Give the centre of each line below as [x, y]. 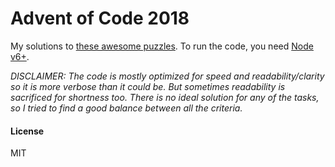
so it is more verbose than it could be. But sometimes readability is [148, 86]
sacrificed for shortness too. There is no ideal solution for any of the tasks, [165, 97]
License [27, 131]
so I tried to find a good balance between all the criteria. [126, 108]
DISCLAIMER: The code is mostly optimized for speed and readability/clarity [167, 76]
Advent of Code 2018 [100, 18]
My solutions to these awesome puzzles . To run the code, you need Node [162, 46]
